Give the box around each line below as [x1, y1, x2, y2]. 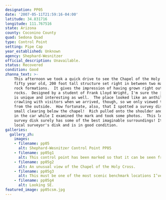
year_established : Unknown [5, 49, 61, 54]
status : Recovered [5, 63, 43, 67]
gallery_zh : [9, 132, 35, 137]
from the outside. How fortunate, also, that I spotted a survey [14, 104, 154, 109]
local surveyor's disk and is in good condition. [14, 123, 119, 128]
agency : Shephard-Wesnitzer [5, 53, 63, 59]
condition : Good [5, 67, 39, 72]
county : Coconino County [5, 30, 56, 35]
